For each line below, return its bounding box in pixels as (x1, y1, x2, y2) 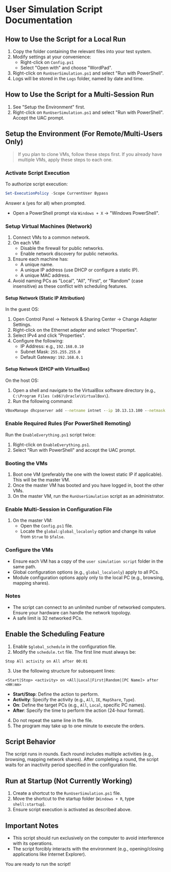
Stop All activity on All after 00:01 (5, 658, 88, 664)
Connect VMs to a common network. (12, 234, 90, 241)
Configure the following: (12, 338, 64, 344)
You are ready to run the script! (5, 861, 71, 867)
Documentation (5, 14, 73, 26)
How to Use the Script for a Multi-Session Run (5, 90, 154, 99)
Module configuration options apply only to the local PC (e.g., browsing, (12, 574, 164, 581)
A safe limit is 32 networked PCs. (12, 615, 83, 621)
